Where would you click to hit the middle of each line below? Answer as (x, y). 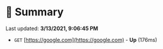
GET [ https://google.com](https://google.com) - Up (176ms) (86, 40)
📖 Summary (35, 12)
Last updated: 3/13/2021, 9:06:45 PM (52, 28)
